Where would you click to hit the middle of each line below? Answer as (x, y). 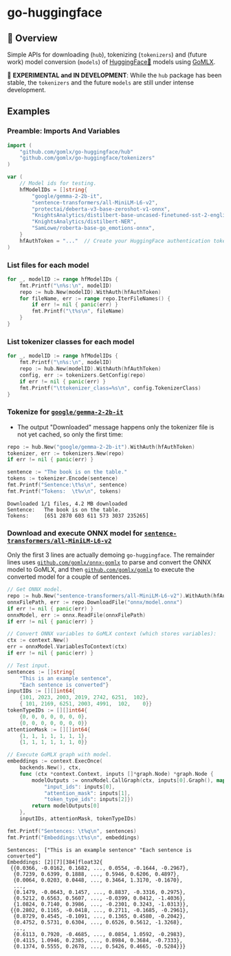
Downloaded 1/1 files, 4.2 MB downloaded (67, 504)
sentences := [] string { (41, 672)
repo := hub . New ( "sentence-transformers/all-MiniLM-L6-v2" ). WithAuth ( (110, 596)
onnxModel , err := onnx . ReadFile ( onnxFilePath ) (77, 615)
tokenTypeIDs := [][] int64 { (47, 710)
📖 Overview (32, 38)
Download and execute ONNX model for (75, 533)
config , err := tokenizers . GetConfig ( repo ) (83, 375)
